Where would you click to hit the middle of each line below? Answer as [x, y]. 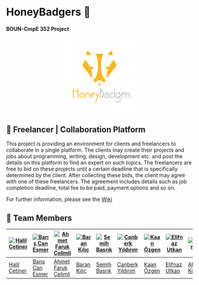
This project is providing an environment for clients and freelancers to [91, 144]
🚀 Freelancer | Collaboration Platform [76, 129]
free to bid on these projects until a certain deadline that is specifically [92, 169]
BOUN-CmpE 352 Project [38, 28]
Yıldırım [126, 271]
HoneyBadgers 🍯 [48, 12]
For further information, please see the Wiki [59, 199]
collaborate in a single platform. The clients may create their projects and [95, 150]
